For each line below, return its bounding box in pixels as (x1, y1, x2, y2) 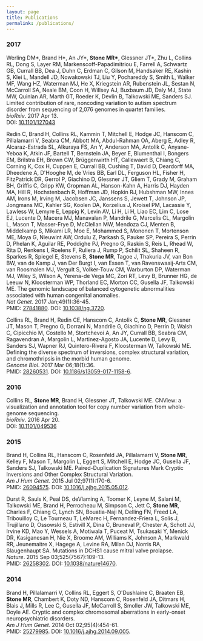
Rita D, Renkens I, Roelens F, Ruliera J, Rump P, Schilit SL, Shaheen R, (6, 246, 180, 254)
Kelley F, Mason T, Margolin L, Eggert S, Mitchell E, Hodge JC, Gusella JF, (6, 458, 191, 465)
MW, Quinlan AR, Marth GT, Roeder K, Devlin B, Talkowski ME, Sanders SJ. (6, 92, 193, 100)
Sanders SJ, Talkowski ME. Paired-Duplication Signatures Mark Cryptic (6, 464, 184, 472)
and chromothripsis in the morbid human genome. (6, 354, 131, 362)
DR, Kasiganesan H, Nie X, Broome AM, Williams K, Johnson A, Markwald (6, 534, 190, 541)
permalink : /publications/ (6, 20, 75, 26)
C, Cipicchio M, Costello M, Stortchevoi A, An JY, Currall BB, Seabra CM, (6, 329, 188, 336)
